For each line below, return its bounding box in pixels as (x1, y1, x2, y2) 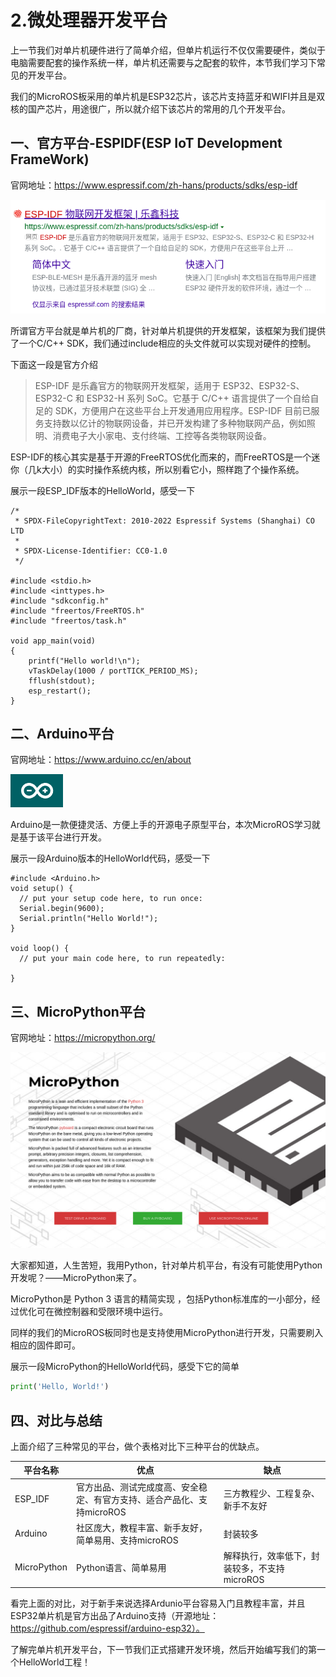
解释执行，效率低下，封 (223, 1550, 320, 1562)
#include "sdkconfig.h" (10, 596, 110, 606)
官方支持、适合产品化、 (102, 1493, 200, 1505)
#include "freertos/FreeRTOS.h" (10, 606, 145, 616)
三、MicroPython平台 (10, 1003, 146, 1020)
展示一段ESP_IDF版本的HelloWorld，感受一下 (10, 484, 196, 496)
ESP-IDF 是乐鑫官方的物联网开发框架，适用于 (34, 379, 222, 391)
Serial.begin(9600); (19, 904, 105, 914)
